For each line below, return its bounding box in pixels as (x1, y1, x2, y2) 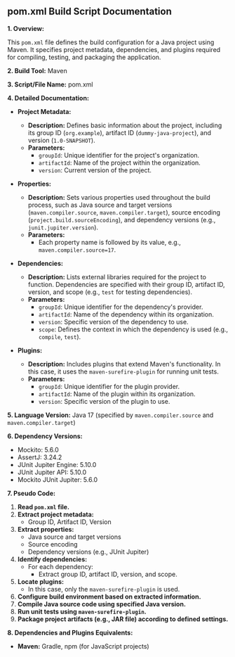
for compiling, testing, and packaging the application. (7, 53, 161, 61)
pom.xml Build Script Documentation (7, 6, 172, 18)
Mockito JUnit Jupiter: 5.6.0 (17, 475, 98, 484)
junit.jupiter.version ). (27, 223, 99, 231)
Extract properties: (17, 525, 74, 533)
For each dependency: (27, 562, 93, 570)
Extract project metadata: (17, 510, 95, 518)
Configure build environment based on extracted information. (17, 592, 201, 601)
